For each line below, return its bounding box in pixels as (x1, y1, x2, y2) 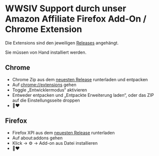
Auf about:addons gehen (12, 135, 63, 141)
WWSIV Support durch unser (5, 3, 127, 14)
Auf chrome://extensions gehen (12, 82, 77, 88)
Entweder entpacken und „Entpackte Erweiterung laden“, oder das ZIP (12, 92, 154, 98)
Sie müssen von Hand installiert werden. (5, 49, 87, 55)
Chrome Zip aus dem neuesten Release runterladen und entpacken (12, 76, 148, 82)
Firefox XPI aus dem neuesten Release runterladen (12, 130, 115, 135)
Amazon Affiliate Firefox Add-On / (5, 13, 147, 24)
